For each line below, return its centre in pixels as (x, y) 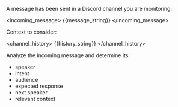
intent (22, 73)
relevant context (35, 99)
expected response (39, 86)
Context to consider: (32, 32)
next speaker (31, 92)
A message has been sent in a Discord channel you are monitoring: (89, 9)
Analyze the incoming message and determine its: (68, 55)
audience (26, 80)
